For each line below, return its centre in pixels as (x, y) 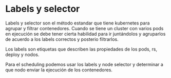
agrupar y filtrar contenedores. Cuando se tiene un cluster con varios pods (84, 28)
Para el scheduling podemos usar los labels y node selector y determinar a (84, 64)
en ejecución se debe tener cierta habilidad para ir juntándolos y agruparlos (85, 34)
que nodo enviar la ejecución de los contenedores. (59, 70)
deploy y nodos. (22, 55)
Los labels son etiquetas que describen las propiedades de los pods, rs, (81, 49)
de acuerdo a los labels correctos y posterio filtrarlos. (62, 39)
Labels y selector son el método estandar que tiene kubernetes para (78, 23)
